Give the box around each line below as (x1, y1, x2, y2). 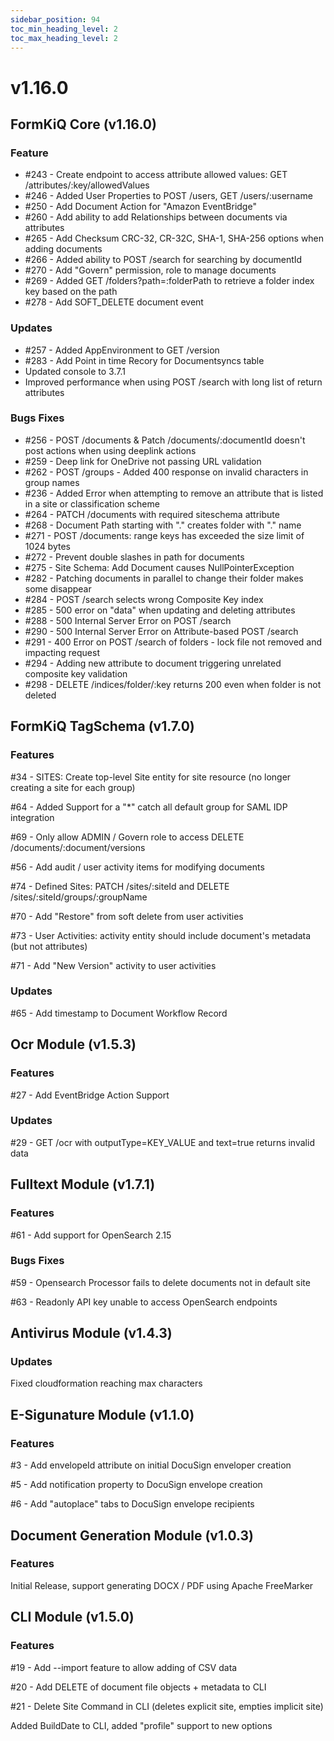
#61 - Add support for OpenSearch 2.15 (10, 1229, 172, 1241)
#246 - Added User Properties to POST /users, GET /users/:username (24, 190, 313, 202)
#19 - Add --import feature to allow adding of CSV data (10, 1661, 238, 1673)
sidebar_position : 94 (10, 14, 101, 25)
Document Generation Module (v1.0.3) (10, 1527, 254, 1544)
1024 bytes (24, 540, 71, 552)
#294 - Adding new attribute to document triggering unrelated (24, 657, 282, 669)
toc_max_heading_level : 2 (10, 33, 118, 43)
